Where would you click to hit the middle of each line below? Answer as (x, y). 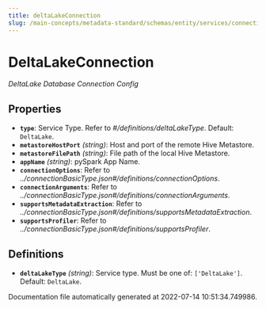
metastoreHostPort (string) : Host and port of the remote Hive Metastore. (137, 145)
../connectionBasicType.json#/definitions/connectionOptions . (120, 178)
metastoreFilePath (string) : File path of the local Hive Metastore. (125, 153)
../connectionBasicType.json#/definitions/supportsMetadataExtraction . (135, 212)
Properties (35, 109)
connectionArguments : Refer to (68, 187)
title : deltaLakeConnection (55, 15)
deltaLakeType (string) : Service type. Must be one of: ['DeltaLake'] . (131, 273)
